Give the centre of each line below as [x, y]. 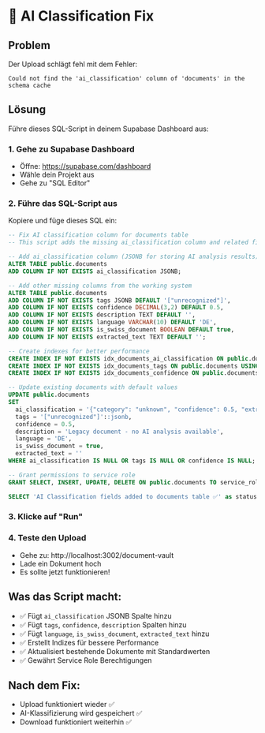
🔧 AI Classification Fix [81, 16]
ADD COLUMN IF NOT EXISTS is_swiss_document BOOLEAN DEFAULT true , [121, 330]
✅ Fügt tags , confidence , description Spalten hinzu [103, 625]
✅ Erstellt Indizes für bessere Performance [89, 642]
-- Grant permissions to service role [72, 475]
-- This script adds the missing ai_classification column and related [128, 243]
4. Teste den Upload [47, 538]
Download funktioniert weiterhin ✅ [76, 722]
